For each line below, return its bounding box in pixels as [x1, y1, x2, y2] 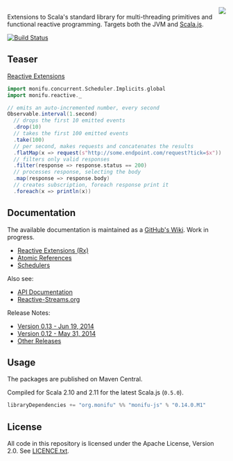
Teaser [7, 53, 38, 65]
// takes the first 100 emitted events [13, 130, 129, 137]
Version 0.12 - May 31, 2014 [17, 329, 96, 338]
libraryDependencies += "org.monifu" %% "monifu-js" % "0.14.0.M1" [7, 401, 207, 409]
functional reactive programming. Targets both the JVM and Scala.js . [7, 20, 205, 28]
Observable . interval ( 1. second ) [7, 111, 98, 118]
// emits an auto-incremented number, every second [7, 104, 159, 111]
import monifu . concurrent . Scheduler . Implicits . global [7, 85, 166, 92]
